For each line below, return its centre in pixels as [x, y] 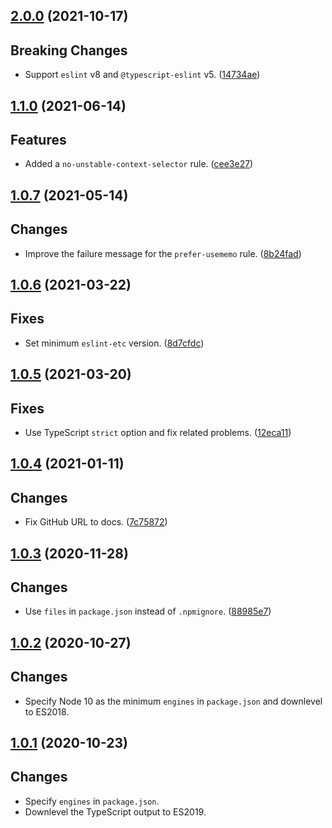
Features [38, 139]
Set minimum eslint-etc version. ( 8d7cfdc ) [114, 343]
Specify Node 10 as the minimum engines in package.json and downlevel [173, 701]
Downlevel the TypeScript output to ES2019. [115, 811]
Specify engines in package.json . [92, 801]
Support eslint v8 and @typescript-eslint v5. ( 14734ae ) [142, 75]
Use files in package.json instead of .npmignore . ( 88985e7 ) [148, 611]
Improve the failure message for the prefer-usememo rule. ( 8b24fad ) [163, 253]
